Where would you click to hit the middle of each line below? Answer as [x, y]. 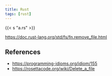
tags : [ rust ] [18, 14]
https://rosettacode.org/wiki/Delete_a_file [53, 69]
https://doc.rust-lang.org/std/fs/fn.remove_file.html [56, 37]
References [23, 52]
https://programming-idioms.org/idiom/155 [55, 63]
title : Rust [17, 9]
